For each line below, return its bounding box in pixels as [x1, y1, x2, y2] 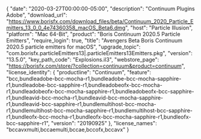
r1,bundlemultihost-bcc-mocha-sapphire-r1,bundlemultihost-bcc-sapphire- [6, 107, 193, 114]
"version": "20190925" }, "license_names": [51, 120, 158, 126]
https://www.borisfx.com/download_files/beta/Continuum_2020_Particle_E [8, 18, 194, 25]
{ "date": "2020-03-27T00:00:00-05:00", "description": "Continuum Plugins [6, 5, 195, 12]
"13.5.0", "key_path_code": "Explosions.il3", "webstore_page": [6, 56, 159, 63]
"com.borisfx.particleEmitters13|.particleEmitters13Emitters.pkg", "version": [6, 50, 193, 56]
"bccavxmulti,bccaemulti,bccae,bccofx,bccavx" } [6, 126, 129, 133]
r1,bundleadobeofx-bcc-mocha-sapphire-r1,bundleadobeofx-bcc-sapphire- [6, 88, 194, 95]
